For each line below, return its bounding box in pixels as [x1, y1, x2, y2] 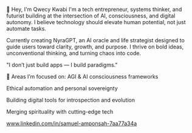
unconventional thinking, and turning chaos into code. [6, 50, 142, 57]
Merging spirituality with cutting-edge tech [6, 108, 114, 115]
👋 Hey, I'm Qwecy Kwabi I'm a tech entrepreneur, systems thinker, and [6, 6, 182, 13]
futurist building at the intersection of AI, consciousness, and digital [6, 12, 176, 19]
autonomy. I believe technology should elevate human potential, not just [6, 19, 187, 25]
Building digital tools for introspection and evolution [6, 97, 135, 103]
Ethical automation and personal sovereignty [6, 85, 118, 92]
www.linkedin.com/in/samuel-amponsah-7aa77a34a [6, 120, 137, 127]
